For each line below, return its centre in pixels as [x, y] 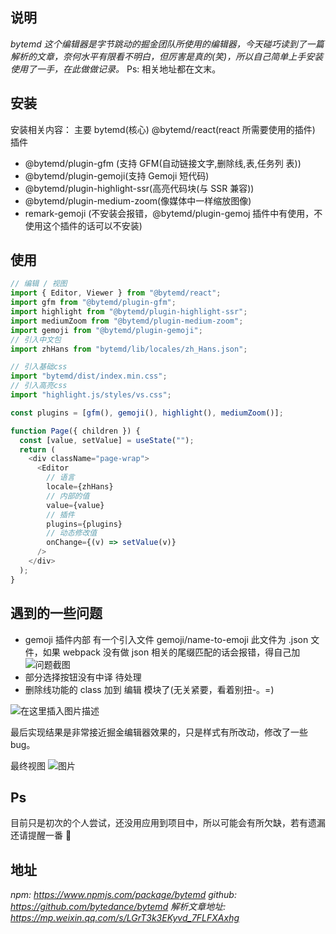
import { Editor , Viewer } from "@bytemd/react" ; [116, 293]
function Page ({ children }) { [75, 431]
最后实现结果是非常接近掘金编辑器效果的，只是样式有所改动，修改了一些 [159, 732]
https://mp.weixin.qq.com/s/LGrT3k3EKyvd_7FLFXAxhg [125, 918]
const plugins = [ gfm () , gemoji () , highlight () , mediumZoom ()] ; [147, 413]
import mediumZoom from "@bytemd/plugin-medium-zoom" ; [127, 321]
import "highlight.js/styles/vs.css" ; [91, 395]
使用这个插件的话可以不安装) [83, 225]
